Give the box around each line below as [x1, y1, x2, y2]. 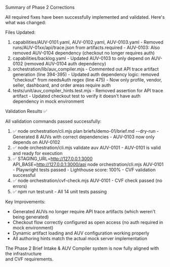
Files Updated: [5, 29, 36, 35]
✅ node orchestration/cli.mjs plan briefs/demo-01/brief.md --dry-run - [12, 128, 159, 134]
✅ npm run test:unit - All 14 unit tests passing [12, 188, 107, 195]
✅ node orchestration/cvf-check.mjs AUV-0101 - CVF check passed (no [12, 177, 163, 183]
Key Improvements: [5, 199, 46, 205]
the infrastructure [5, 251, 42, 256]
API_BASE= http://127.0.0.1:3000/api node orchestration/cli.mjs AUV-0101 [12, 162, 163, 167]
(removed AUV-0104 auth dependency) [24, 61, 106, 66]
